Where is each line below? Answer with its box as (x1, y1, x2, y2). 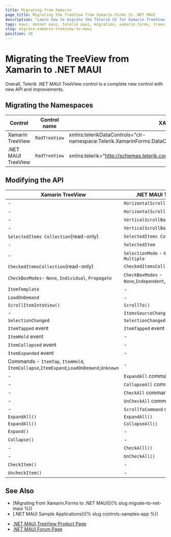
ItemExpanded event (8, 349, 54, 356)
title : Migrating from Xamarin (5, 7, 72, 13)
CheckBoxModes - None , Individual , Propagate (8, 274, 112, 281)
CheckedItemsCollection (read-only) (8, 263, 94, 270)
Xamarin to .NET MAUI (5, 64, 102, 75)
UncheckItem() (8, 470, 42, 476)
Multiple (124, 255, 145, 262)
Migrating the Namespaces (5, 101, 93, 110)
